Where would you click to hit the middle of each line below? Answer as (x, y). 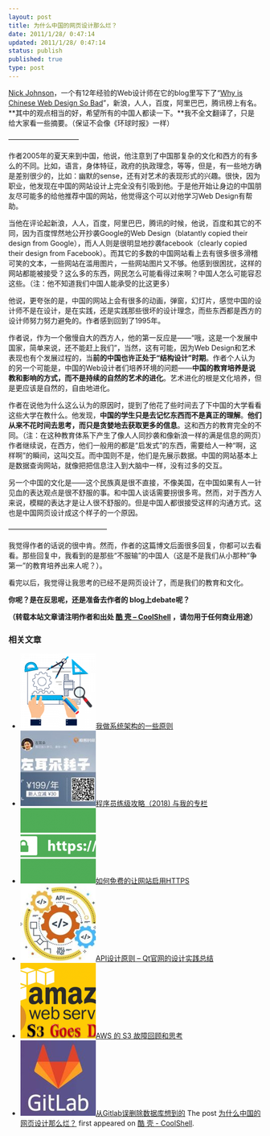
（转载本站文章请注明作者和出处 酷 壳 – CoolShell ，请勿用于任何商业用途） (133, 616)
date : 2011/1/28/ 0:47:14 (51, 34)
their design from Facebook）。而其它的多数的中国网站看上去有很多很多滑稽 (133, 253)
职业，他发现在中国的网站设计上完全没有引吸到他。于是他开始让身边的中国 (131, 186)
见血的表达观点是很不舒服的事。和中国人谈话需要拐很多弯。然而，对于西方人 (135, 492)
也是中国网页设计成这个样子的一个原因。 (75, 512)
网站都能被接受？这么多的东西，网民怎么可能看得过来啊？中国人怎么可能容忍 (135, 273)
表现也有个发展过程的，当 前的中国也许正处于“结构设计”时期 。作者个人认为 (132, 357)
